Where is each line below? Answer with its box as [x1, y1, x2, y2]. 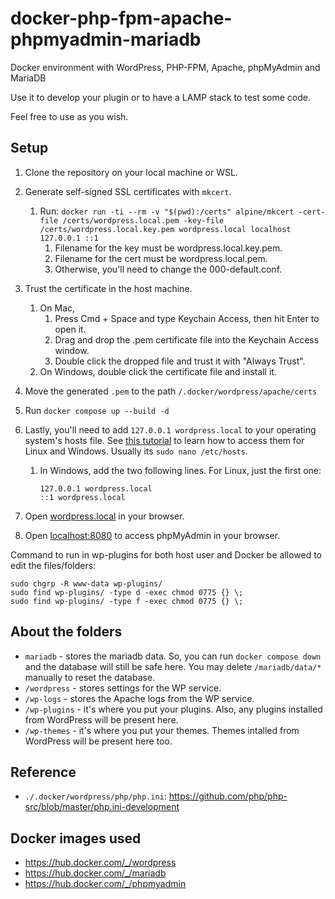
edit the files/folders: [10, 559, 97, 571]
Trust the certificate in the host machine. [24, 282, 193, 294]
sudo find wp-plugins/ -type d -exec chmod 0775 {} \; [10, 587, 244, 597]
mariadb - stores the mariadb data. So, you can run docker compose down [24, 650, 322, 662]
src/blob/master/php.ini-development [24, 801, 180, 813]
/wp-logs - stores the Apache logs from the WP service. [24, 692, 255, 704]
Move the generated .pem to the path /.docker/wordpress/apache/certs [24, 385, 318, 397]
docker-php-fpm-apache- [10, 7, 233, 30]
